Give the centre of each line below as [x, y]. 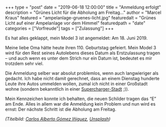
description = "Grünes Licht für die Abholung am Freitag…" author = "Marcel [83, 12]
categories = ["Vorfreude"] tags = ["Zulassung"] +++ [60, 28]
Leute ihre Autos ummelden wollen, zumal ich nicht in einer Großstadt [76, 84]
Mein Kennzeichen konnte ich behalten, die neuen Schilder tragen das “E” [81, 99]
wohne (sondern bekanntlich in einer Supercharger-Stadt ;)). [67, 89]
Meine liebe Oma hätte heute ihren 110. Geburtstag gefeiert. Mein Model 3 [81, 48]
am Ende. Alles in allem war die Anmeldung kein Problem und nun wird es [80, 104]
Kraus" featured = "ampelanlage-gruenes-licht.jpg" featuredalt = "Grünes [81, 18]
